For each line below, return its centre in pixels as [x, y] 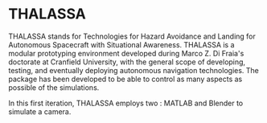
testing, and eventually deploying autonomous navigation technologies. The [134, 70]
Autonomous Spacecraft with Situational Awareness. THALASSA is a [121, 44]
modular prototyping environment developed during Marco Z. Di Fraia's [126, 53]
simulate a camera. [40, 111]
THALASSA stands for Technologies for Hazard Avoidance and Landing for [132, 36]
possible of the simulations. [54, 87]
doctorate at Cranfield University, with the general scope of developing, [127, 62]
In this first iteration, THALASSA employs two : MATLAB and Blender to [126, 103]
